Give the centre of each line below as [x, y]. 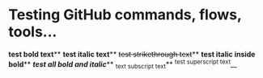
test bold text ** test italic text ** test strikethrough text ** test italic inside [132, 54]
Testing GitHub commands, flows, [125, 15]
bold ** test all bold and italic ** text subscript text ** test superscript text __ [123, 64]
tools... [33, 32]
